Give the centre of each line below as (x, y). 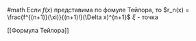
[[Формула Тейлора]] (38, 30)
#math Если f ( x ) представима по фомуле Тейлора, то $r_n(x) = (98, 10)
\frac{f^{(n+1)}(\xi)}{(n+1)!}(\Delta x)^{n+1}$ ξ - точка (83, 17)
